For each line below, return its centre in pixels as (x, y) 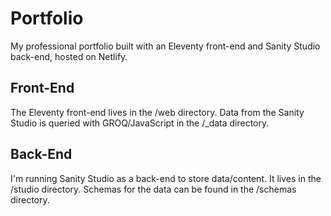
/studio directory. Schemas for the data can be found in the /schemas (153, 189)
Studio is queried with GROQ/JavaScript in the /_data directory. (140, 123)
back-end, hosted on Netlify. (69, 56)
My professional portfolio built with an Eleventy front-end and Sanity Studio (165, 46)
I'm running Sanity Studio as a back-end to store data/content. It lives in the (166, 178)
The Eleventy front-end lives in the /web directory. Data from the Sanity (157, 112)
